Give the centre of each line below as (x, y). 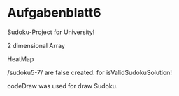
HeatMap (21, 59)
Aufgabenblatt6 (54, 13)
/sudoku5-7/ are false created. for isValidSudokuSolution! (90, 72)
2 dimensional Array (36, 45)
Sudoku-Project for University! (51, 32)
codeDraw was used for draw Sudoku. (63, 86)
